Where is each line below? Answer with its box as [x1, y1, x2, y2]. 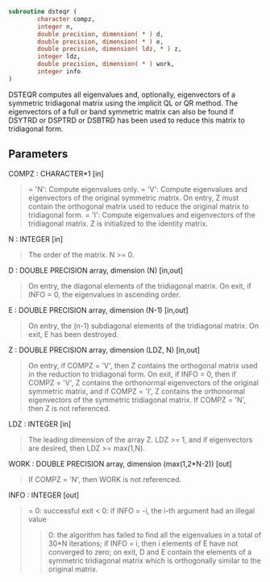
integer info [37, 68, 81, 76]
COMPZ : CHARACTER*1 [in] [8, 168, 104, 178]
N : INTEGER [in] [8, 234, 63, 243]
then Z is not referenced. [27, 403, 111, 413]
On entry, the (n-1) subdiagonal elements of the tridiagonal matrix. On [27, 321, 260, 330]
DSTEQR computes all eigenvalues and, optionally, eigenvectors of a [8, 89, 236, 99]
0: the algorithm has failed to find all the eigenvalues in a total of [48, 530, 262, 539]
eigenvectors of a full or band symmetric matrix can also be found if [8, 106, 234, 116]
